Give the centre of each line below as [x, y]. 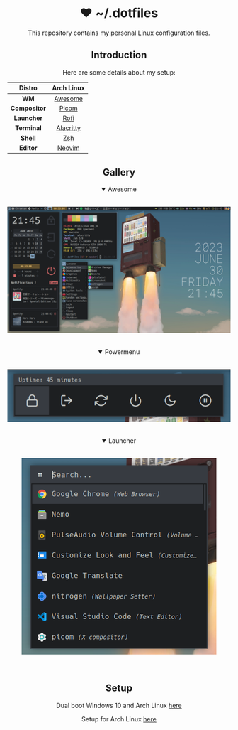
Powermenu [122, 351]
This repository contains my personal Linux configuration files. [119, 33]
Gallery [119, 172]
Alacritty [69, 128]
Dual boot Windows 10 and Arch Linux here [119, 705]
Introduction [119, 55]
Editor [28, 148]
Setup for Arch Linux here [119, 719]
